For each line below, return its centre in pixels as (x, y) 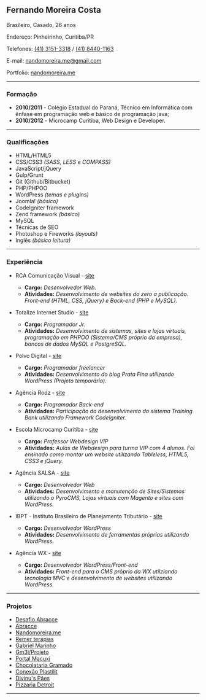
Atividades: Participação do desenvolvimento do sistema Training (109, 411)
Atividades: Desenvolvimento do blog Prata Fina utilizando (99, 374)
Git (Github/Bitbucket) (43, 182)
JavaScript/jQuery (38, 169)
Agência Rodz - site (40, 392)
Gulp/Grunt (29, 175)
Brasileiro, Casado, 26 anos (41, 25)
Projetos (19, 606)
